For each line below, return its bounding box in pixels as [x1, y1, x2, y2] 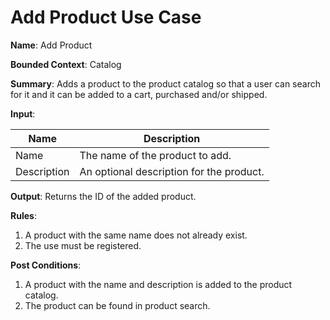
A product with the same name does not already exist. [24, 229, 248, 241]
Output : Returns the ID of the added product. [10, 190, 197, 202]
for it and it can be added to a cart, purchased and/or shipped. [10, 88, 268, 100]
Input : [10, 107, 36, 120]
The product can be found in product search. [24, 299, 211, 311]
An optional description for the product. [79, 164, 265, 178]
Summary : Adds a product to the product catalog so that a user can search [10, 77, 321, 90]
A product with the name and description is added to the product [24, 278, 293, 290]
